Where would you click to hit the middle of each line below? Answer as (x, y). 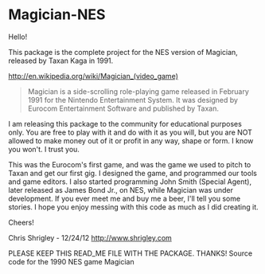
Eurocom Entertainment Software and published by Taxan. (123, 108)
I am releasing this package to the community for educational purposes (125, 123)
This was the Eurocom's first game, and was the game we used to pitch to (130, 164)
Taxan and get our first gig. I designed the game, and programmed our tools (132, 173)
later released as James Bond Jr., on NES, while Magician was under (121, 190)
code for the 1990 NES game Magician (71, 261)
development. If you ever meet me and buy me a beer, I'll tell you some (125, 198)
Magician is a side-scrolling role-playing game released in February (138, 91)
